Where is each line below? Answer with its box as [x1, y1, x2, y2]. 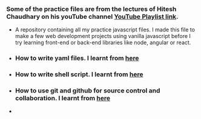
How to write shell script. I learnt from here [15, 70, 143, 79]
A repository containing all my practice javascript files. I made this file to [15, 26, 196, 33]
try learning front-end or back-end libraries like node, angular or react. [15, 39, 191, 47]
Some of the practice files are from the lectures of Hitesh [6, 5, 177, 13]
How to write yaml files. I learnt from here [15, 54, 139, 62]
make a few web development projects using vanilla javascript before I [15, 33, 191, 40]
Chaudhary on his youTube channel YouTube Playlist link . [6, 12, 179, 21]
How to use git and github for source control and [15, 86, 160, 95]
